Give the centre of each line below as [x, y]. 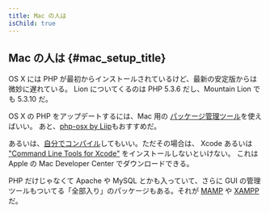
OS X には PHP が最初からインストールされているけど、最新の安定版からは [133, 79]
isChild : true [32, 23]
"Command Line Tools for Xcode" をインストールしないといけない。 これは [133, 153]
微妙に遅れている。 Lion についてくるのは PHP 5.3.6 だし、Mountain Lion [130, 89]
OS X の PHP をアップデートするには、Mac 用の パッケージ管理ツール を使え [135, 116]
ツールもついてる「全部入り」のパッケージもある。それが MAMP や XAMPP [134, 191]
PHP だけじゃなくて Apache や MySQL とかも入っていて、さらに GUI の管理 [135, 181]
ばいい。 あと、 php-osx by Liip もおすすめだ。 [85, 127]
